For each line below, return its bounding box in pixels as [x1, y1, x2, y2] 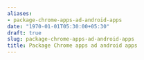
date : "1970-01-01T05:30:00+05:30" [7, 23, 110, 30]
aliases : [7, 10, 33, 17]
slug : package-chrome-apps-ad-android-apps [7, 36, 135, 43]
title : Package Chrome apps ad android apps [7, 42, 138, 49]
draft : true [7, 29, 42, 37]
